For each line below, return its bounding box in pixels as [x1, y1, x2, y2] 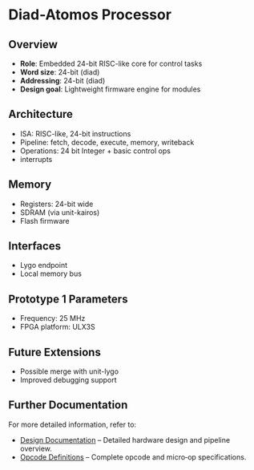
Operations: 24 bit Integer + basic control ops [19, 146, 171, 156]
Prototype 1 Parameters [8, 292, 128, 306]
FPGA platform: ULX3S [19, 322, 95, 332]
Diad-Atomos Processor [8, 6, 172, 24]
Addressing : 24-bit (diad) [19, 76, 106, 85]
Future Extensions [8, 345, 102, 359]
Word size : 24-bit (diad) [19, 67, 100, 77]
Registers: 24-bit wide [19, 199, 94, 209]
